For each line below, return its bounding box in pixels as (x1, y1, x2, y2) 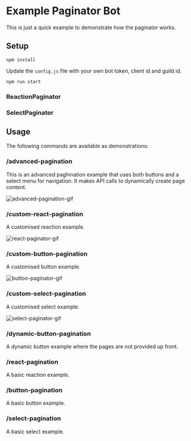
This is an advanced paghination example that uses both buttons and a (6, 171, 179, 178)
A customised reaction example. (6, 223, 85, 230)
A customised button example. (6, 263, 81, 270)
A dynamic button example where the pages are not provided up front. (6, 343, 179, 350)
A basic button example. (6, 399, 66, 407)
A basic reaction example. (6, 371, 70, 379)
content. (6, 183, 27, 191)
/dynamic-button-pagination (6, 329, 91, 338)
